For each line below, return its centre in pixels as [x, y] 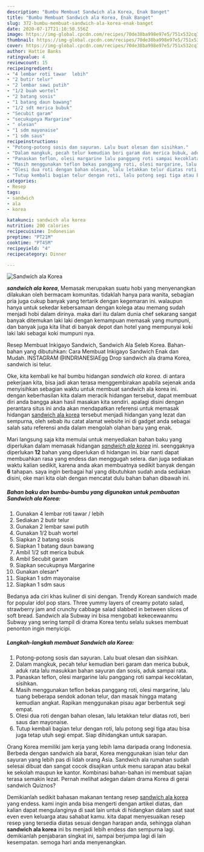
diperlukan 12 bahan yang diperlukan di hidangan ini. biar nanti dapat [93, 452]
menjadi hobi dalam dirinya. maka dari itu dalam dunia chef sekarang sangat [102, 314]
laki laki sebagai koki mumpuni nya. [51, 334]
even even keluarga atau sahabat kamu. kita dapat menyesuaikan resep [96, 817]
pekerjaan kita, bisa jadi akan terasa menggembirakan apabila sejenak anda [101, 383]
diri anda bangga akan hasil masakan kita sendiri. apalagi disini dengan [95, 402]
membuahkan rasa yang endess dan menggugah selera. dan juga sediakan [100, 459]
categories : [22, 181]
